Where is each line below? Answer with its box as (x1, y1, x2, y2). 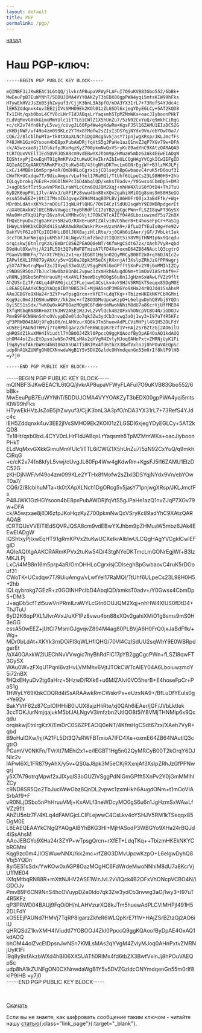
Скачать (6, 1002, 28, 1009)
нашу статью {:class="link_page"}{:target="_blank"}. (6, 1020, 137, 1028)
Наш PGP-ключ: (6, 58, 90, 71)
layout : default (6, 8, 47, 15)
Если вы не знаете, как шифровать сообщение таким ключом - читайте (6, 1014, 191, 1021)
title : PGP (6, 15, 34, 21)
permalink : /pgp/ (6, 20, 50, 26)
